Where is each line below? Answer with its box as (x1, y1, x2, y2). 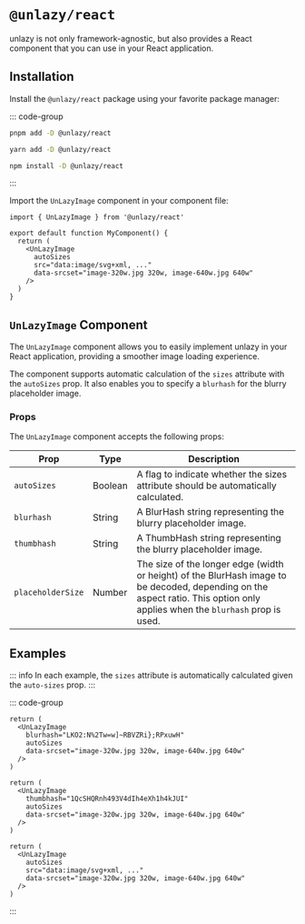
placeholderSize (14, 588, 84, 598)
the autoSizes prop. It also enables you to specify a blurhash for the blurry (9, 378, 288, 389)
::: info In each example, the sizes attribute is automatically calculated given (9, 670, 293, 681)
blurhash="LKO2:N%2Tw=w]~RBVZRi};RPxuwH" (25, 730, 184, 740)
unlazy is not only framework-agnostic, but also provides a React (9, 33, 252, 44)
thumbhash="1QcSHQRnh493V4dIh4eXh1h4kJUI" (25, 794, 189, 804)
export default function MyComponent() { (9, 229, 169, 238)
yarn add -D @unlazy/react (9, 145, 112, 154)
